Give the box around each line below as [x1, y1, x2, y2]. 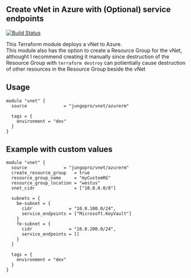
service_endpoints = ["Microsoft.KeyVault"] [21, 211, 132, 217]
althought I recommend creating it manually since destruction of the [6, 53, 169, 60]
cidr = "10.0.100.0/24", [21, 206, 116, 212]
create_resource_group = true [11, 170, 91, 176]
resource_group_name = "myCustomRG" [11, 175, 111, 181]
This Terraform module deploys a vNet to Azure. [6, 40, 123, 47]
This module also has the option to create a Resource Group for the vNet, [6, 47, 182, 54]
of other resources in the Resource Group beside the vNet [6, 65, 146, 72]
